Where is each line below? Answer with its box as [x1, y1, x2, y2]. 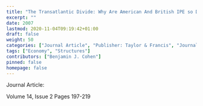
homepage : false [6, 64, 47, 71]
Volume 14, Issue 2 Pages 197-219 [6, 93, 91, 100]
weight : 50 [6, 37, 34, 43]
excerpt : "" [6, 14, 36, 20]
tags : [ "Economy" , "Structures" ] [6, 48, 91, 54]
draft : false [6, 31, 39, 37]
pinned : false [6, 59, 42, 65]
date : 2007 [6, 20, 34, 26]
